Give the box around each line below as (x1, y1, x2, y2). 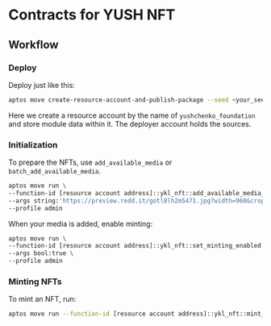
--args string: (8, 196, 60, 205)
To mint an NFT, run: (8, 295, 77, 304)
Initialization (8, 139, 58, 150)
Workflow (8, 38, 59, 52)
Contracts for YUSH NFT (8, 6, 176, 24)
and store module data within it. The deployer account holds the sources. (8, 119, 252, 128)
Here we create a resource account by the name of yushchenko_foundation (8, 111, 256, 120)
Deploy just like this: (8, 80, 75, 90)
